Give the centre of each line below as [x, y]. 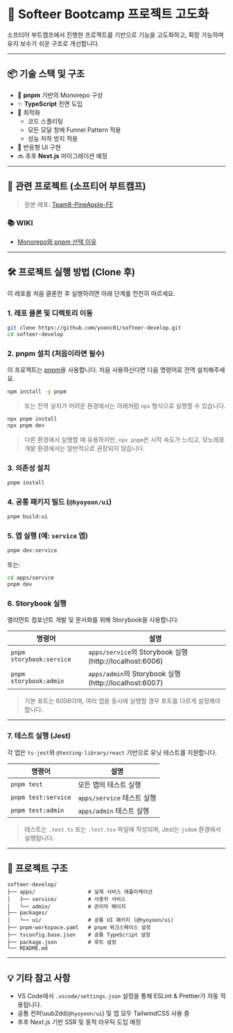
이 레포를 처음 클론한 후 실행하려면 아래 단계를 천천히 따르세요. [91, 293]
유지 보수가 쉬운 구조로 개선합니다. [53, 43]
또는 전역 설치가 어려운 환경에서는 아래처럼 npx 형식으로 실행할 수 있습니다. [125, 405]
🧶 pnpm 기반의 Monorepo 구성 [60, 95]
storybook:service [41, 660]
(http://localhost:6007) [126, 683]
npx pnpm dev [26, 425]
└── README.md [28, 948]
